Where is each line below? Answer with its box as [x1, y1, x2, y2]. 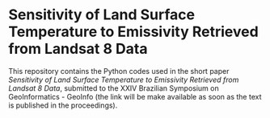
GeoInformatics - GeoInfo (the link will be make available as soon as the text [8, 92, 262, 101]
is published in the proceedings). [8, 100, 118, 110]
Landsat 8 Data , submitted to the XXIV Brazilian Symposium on [8, 83, 220, 93]
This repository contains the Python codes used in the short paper [8, 66, 230, 75]
